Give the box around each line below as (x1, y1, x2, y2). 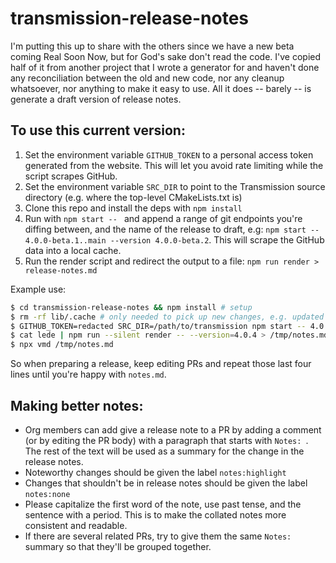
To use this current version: (10, 122, 186, 139)
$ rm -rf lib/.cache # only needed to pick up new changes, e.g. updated (10, 312, 325, 322)
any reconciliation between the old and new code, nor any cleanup (10, 72, 285, 84)
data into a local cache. (24, 244, 122, 256)
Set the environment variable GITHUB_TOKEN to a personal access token (24, 148, 314, 161)
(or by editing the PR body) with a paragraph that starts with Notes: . (24, 434, 309, 446)
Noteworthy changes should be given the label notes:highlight (24, 466, 287, 478)
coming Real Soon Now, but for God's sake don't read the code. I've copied (10, 50, 322, 62)
